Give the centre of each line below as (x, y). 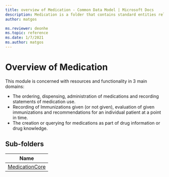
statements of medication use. (44, 102)
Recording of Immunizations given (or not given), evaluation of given (83, 107)
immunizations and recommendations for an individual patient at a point (87, 112)
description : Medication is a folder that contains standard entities (81, 15)
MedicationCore (27, 166)
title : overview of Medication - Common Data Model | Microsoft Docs (80, 10)
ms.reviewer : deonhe (27, 28)
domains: (15, 86)
